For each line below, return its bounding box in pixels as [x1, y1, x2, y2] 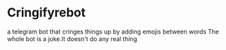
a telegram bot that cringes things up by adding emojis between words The [7, 27, 219, 36]
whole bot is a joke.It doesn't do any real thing [7, 34, 138, 42]
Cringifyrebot [7, 5, 86, 21]
